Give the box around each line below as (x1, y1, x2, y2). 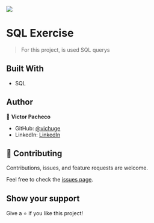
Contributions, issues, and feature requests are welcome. (6, 164, 149, 171)
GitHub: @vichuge (14, 124, 61, 132)
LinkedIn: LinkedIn (14, 131, 61, 138)
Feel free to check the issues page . (6, 176, 93, 183)
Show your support (6, 193, 80, 204)
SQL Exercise (6, 26, 74, 40)
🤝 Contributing (6, 148, 63, 159)
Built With (6, 64, 44, 74)
